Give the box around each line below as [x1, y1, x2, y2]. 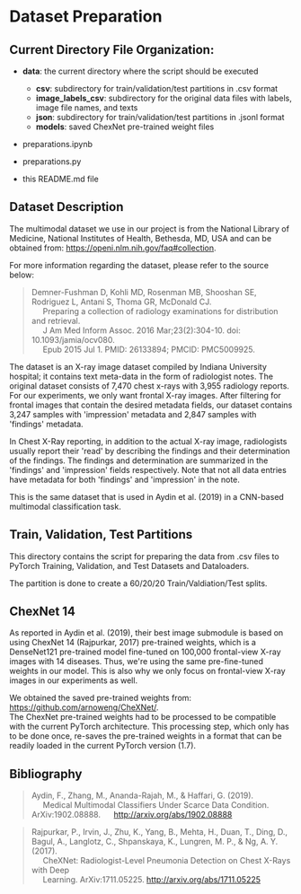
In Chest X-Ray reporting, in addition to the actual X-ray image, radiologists [9, 435, 288, 446]
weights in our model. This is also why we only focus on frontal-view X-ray [9, 666, 286, 677]
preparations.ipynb [22, 139, 93, 149]
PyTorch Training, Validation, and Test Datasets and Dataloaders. [9, 560, 250, 571]
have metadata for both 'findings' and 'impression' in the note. [9, 474, 241, 485]
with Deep [31, 864, 70, 876]
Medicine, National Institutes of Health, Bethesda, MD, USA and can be [9, 232, 272, 243]
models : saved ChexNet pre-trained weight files [35, 121, 215, 132]
